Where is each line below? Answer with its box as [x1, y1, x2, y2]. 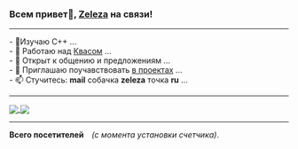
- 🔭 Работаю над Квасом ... [9, 46, 113, 57]
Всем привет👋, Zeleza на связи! [9, 8, 153, 20]
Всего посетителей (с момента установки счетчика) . [9, 129, 220, 140]
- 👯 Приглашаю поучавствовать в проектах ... [9, 65, 183, 75]
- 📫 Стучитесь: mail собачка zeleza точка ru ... [9, 74, 188, 85]
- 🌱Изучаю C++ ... [9, 36, 77, 47]
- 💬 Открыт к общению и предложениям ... [9, 55, 171, 66]
